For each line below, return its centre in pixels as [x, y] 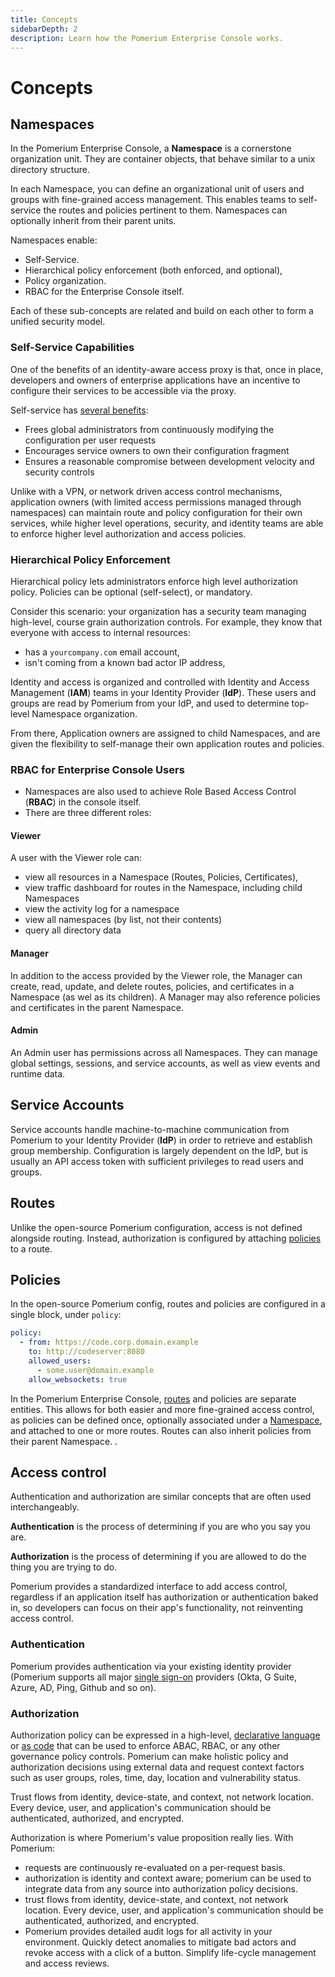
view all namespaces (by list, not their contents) [123, 920]
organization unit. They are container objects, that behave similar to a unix [163, 159]
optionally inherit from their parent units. [93, 221]
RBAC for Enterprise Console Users [97, 769]
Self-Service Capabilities [72, 348]
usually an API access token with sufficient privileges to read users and [157, 1161]
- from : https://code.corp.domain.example [109, 1342]
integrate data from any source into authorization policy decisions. [161, 1888]
